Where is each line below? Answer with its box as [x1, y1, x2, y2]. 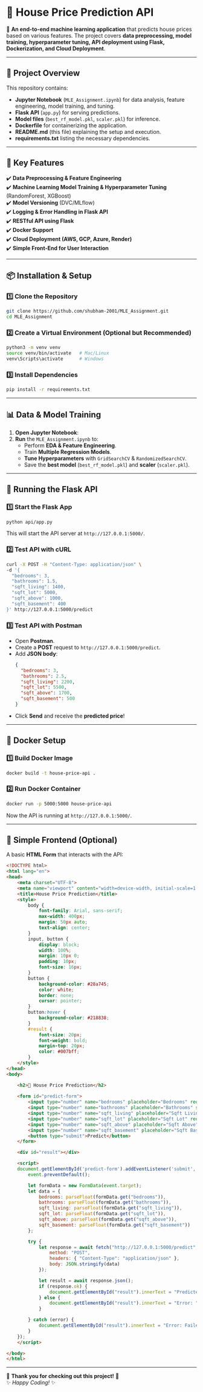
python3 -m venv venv [6, 345, 61, 351]
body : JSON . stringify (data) [49, 1261, 120, 1267]
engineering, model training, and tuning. [14, 102, 115, 110]
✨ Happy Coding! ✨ [6, 1379, 56, 1387]
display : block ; [38, 942, 80, 948]
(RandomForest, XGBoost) [6, 192, 71, 199]
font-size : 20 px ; [38, 1031, 83, 1038]
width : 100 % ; [38, 947, 71, 953]
